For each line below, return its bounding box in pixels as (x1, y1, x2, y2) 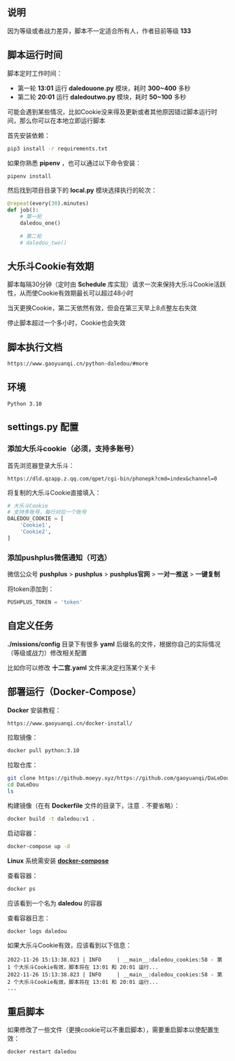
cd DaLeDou (7, 782, 39, 789)
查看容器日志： (7, 913, 50, 922)
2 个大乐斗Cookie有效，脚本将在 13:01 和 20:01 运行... (7, 979, 159, 986)
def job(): (7, 207, 39, 214)
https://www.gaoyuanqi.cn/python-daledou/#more (7, 360, 149, 368)
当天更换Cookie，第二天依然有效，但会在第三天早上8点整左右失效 (7, 304, 197, 312)
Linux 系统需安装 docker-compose (7, 857, 109, 865)
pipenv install (7, 172, 52, 180)
